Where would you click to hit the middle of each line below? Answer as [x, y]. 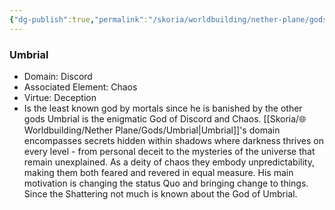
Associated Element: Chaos [80, 87]
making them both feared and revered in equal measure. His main [158, 172]
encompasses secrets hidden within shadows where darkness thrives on [173, 140]
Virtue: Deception [60, 97]
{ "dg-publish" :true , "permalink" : [79, 19]
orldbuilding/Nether [68, 130]
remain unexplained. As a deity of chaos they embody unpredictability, [169, 162]
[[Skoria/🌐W [285, 118]
